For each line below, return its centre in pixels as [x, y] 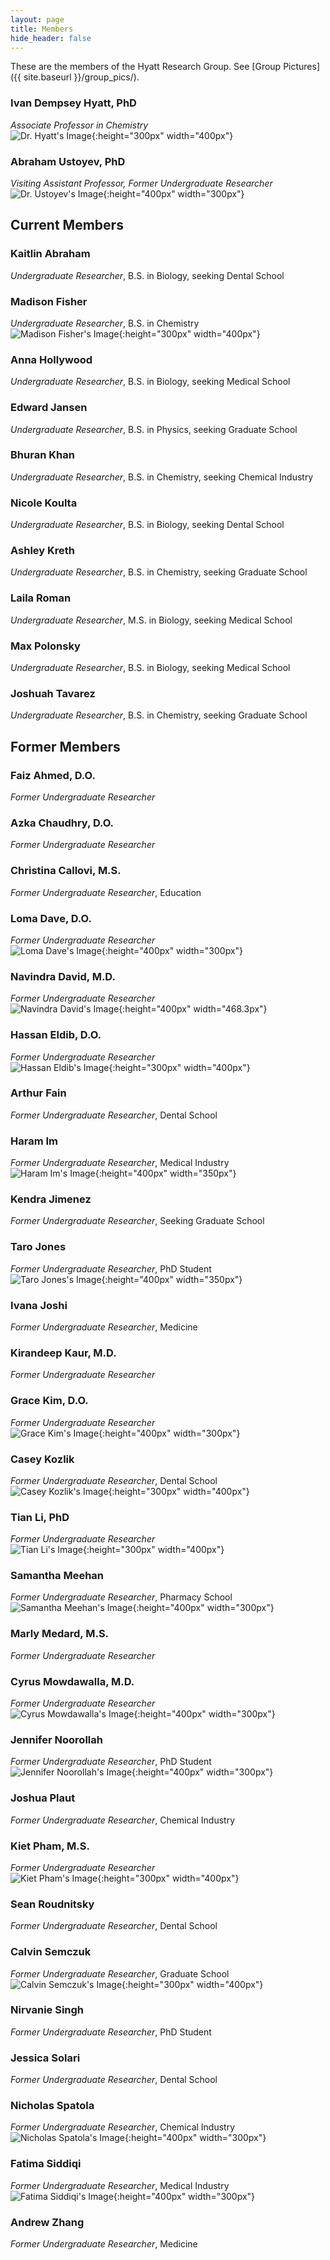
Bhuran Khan [42, 455]
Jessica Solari [45, 2058]
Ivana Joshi [39, 1305]
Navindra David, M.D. [63, 976]
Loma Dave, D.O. [51, 918]
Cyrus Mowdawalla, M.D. [72, 1681]
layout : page [37, 19]
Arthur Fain [38, 1093]
